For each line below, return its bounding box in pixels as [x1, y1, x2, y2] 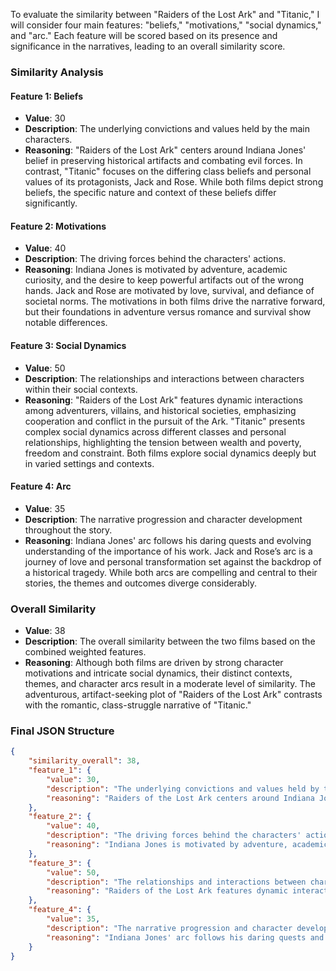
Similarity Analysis [10, 65, 104, 79]
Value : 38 [24, 625, 66, 637]
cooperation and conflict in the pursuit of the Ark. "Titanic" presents [24, 415, 306, 427]
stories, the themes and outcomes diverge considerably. [24, 577, 258, 589]
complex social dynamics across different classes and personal [24, 425, 287, 438]
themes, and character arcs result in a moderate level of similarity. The [24, 678, 316, 690]
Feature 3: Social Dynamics [10, 339, 127, 351]
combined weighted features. [24, 646, 147, 658]
